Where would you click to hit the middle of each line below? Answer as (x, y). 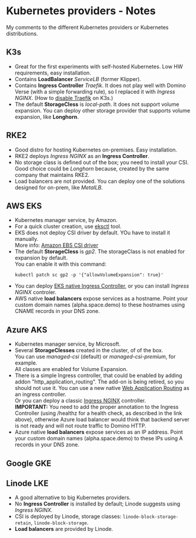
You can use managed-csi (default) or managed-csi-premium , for (95, 357)
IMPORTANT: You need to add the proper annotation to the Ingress (97, 407)
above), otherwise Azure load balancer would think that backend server (102, 420)
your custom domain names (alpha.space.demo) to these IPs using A (99, 439)
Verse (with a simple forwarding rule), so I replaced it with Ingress (95, 91)
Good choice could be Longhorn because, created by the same (92, 168)
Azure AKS (27, 330)
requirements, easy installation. (53, 73)
